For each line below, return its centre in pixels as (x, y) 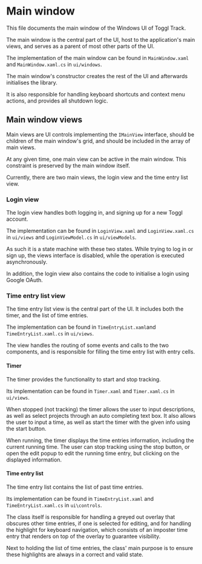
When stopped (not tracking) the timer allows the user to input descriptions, (101, 409)
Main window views (44, 120)
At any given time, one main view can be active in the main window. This (96, 159)
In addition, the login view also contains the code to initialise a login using (98, 274)
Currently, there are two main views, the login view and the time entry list (97, 177)
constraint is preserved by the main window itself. (68, 166)
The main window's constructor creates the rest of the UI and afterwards (97, 76)
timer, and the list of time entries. (47, 315)
